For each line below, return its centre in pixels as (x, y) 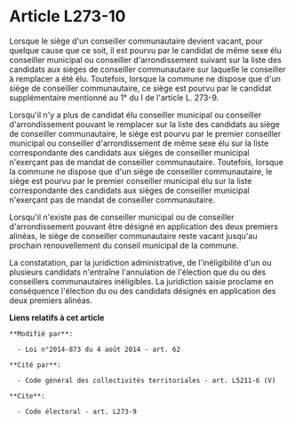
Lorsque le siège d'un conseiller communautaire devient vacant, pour (136, 41)
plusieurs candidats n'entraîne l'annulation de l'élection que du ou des (138, 272)
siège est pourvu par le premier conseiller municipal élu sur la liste (131, 180)
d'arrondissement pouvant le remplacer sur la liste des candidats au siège (144, 124)
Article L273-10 (68, 16)
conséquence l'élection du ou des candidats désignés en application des (143, 291)
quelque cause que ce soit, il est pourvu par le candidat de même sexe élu (145, 50)
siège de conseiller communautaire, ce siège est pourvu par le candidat (140, 88)
